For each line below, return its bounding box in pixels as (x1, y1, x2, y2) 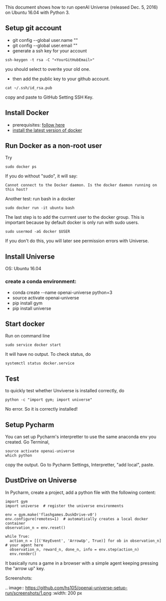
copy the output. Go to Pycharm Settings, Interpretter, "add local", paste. (5, 461, 155, 467)
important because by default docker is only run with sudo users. (5, 219, 139, 226)
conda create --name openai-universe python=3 (12, 289, 113, 296)
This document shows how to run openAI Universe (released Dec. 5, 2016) (5, 4, 158, 10)
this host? (5, 187, 28, 192)
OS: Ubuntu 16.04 (5, 266, 41, 272)
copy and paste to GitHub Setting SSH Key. (5, 94, 94, 100)
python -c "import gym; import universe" (5, 397, 93, 403)
